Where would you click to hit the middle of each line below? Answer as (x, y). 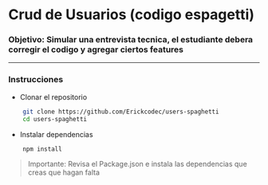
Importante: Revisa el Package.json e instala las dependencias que (137, 164)
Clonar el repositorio (53, 96)
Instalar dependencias (56, 134)
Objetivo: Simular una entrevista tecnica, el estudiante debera (131, 40)
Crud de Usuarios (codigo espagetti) (132, 15)
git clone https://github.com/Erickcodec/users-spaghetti (121, 112)
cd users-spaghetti (55, 119)
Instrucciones (36, 80)
